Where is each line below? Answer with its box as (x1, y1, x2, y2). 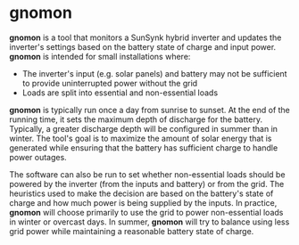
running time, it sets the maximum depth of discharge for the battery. (9, 114, 263, 125)
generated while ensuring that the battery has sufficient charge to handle (9, 142, 278, 153)
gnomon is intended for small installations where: (9, 51, 191, 61)
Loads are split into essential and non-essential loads (21, 87, 219, 98)
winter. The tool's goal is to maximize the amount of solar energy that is (9, 133, 272, 143)
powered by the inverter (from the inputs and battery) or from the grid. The (9, 178, 285, 189)
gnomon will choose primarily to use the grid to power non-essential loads (9, 207, 284, 217)
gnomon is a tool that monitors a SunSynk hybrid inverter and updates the (9, 32, 282, 43)
